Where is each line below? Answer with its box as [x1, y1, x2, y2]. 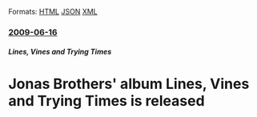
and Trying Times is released [8, 91, 206, 110]
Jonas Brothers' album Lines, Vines [8, 75, 250, 93]
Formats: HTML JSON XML [8, 7, 98, 16]
